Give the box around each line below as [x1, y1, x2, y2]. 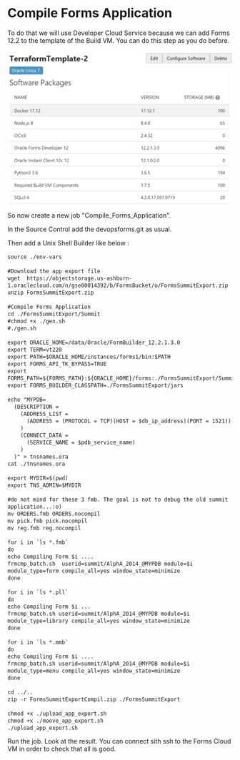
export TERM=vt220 [7, 346, 62, 353]
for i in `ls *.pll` [7, 589, 69, 596]
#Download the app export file [7, 268, 101, 275]
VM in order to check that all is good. [7, 744, 116, 753]
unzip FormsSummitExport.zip [7, 289, 94, 296]
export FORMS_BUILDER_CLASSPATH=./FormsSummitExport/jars [7, 382, 184, 389]
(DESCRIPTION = [14, 403, 59, 410]
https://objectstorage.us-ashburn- [26, 275, 133, 282]
